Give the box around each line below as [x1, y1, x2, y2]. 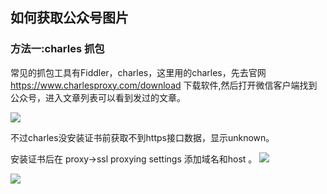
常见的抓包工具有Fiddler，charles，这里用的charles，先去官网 [10, 66, 267, 78]
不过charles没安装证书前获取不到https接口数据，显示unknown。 [10, 131, 275, 143]
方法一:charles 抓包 [10, 42, 105, 56]
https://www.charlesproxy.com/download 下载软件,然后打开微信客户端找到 [10, 79, 318, 91]
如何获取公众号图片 [10, 9, 129, 27]
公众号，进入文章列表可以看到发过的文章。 [10, 91, 186, 103]
